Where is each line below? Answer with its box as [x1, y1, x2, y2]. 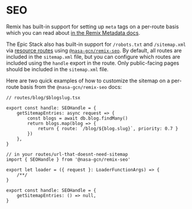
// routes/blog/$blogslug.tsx [6, 95, 81, 101]
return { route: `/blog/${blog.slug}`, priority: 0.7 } [37, 125, 178, 131]
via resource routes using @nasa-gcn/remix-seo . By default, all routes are [6, 47, 182, 54]
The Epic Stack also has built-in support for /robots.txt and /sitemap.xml [6, 41, 186, 48]
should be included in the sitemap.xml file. [6, 65, 109, 72]
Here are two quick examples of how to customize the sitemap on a [6, 77, 170, 84]
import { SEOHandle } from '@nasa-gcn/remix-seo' [6, 157, 131, 162]
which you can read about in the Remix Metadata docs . [6, 29, 141, 36]
